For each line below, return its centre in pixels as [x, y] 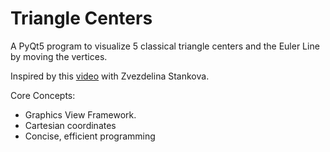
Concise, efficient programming [90, 136]
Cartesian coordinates [70, 125]
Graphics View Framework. [80, 114]
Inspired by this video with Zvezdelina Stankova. [110, 76]
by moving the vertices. [59, 56]
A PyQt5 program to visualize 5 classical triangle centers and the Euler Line [165, 46]
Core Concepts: [43, 95]
